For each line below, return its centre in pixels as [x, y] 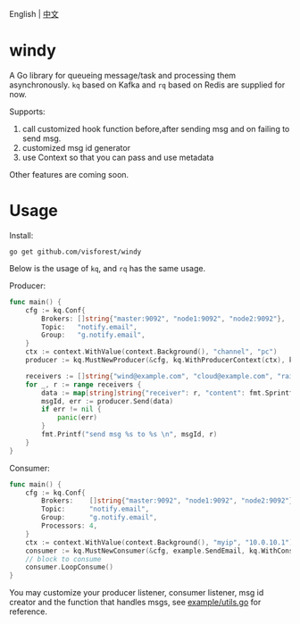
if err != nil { [71, 410]
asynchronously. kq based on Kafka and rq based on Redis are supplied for [147, 85]
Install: [21, 235]
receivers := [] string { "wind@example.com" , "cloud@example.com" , [150, 376]
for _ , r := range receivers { [83, 384]
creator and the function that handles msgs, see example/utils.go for [135, 603]
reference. [28, 612]
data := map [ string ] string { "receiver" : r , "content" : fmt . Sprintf [167, 393]
